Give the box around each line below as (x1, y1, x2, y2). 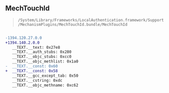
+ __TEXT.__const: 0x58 (5, 68, 58, 73)
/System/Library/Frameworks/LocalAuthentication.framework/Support (17, 17, 164, 22)
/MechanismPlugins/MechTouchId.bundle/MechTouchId (17, 22, 128, 27)
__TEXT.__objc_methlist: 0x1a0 (12, 59, 79, 64)
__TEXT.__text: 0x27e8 (12, 45, 60, 50)
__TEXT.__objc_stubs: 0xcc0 (12, 54, 72, 59)
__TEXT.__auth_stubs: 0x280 (12, 49, 72, 55)
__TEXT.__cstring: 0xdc (12, 78, 63, 83)
